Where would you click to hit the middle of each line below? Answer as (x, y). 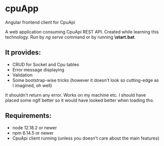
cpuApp (22, 9)
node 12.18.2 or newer (35, 128)
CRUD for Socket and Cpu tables (45, 64)
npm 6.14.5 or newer (33, 133)
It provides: (23, 53)
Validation (22, 75)
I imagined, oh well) (32, 85)
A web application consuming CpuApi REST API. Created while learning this (82, 32)
